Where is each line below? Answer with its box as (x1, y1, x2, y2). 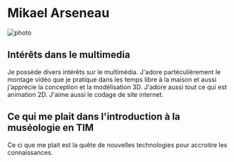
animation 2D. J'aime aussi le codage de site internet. (7, 90, 165, 98)
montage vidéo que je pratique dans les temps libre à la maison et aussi (7, 75, 217, 83)
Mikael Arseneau (7, 5, 110, 21)
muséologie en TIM (7, 122, 94, 134)
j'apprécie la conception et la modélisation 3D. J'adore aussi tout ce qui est (7, 83, 227, 91)
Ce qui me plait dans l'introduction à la (7, 111, 181, 123)
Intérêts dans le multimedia (7, 49, 130, 61)
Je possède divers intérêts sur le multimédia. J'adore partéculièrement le (7, 67, 221, 76)
